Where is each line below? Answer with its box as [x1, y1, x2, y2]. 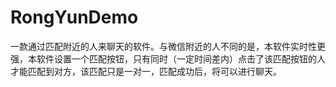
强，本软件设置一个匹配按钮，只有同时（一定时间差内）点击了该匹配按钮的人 [10, 52, 326, 65]
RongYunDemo [10, 6, 139, 29]
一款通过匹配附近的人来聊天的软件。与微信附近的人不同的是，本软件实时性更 [10, 40, 326, 52]
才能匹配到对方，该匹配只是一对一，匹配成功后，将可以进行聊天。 [10, 65, 282, 77]
